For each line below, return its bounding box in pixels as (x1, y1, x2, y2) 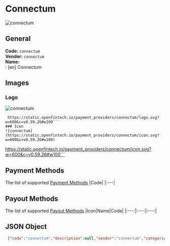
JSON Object (5, 222, 47, 231)
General (5, 34, 31, 43)
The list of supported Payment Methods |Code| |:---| (5, 180, 115, 186)
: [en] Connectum (5, 64, 42, 70)
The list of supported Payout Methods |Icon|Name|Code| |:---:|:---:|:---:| (5, 208, 157, 214)
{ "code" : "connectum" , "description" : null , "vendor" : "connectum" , (7, 236, 144, 241)
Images (5, 79, 29, 88)
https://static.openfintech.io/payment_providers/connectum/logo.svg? (7, 115, 159, 120)
